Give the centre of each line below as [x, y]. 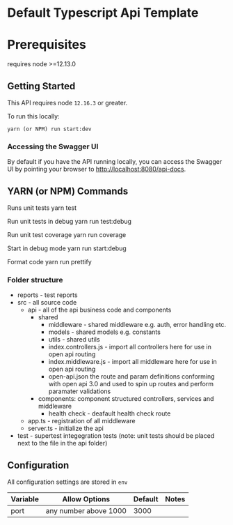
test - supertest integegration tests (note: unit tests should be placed [116, 436]
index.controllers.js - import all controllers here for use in [130, 347]
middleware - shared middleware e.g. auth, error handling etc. [137, 325]
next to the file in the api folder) [62, 443]
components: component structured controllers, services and [126, 399]
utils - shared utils [74, 340]
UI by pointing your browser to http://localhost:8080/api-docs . [97, 169]
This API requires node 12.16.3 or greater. [67, 102]
